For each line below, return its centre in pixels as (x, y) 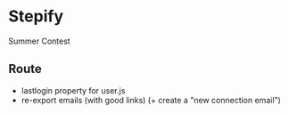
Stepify (36, 16)
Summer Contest (39, 41)
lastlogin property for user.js (73, 90)
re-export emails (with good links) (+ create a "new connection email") (151, 100)
